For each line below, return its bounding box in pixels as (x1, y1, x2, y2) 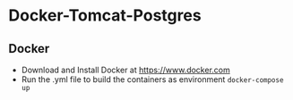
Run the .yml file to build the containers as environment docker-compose (21, 74, 284, 85)
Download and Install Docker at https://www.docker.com (21, 64, 230, 75)
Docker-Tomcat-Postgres (8, 5, 203, 26)
